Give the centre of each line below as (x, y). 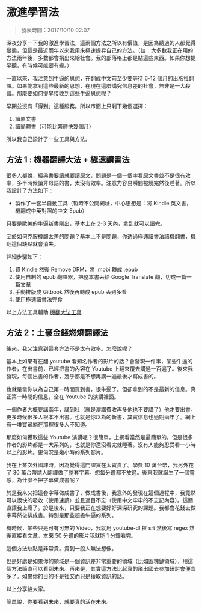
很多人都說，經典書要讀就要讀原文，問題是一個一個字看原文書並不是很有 (96, 175)
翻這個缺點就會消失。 (32, 243)
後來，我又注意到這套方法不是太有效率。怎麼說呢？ (69, 348)
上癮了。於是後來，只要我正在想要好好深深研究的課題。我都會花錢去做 (109, 508)
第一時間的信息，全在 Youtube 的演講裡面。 (65, 397)
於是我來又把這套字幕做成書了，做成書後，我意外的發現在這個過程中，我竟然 (101, 493)
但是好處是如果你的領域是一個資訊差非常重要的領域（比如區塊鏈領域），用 (97, 561)
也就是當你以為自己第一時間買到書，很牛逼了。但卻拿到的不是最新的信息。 (98, 389)
